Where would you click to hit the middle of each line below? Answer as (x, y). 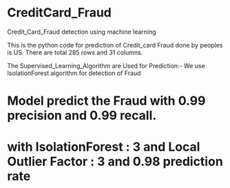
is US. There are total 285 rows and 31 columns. (75, 52)
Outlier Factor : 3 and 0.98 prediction (115, 161)
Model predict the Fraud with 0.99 (106, 101)
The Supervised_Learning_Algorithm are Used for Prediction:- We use (106, 65)
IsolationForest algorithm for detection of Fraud (74, 73)
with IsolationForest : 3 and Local (104, 147)
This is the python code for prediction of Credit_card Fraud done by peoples (115, 45)
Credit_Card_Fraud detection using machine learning (82, 32)
